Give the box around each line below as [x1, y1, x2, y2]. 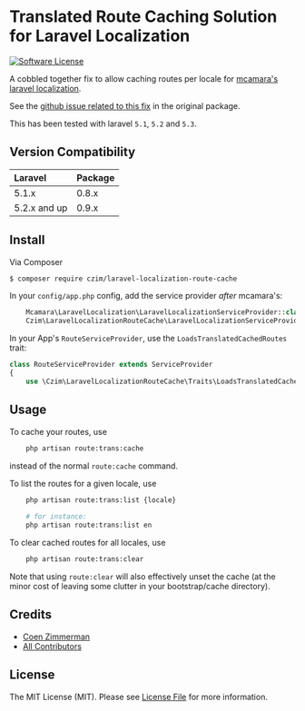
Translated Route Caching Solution [9, 6, 278, 27]
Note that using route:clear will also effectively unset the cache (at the [9, 570, 276, 582]
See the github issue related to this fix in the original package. [9, 100, 241, 111]
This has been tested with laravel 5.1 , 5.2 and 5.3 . [9, 118, 197, 129]
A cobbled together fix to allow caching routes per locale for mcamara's [9, 73, 279, 84]
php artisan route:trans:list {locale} [25, 495, 177, 505]
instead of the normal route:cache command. [9, 460, 179, 471]
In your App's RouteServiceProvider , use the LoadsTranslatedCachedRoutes [9, 333, 288, 344]
